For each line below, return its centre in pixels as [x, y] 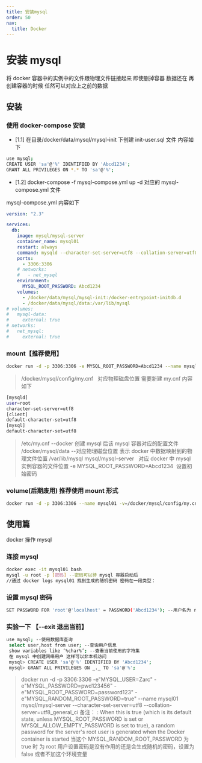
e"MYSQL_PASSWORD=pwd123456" [67, 686]
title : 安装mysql [27, 12]
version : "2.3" [25, 214]
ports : [25, 258]
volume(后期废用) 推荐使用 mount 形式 [62, 490]
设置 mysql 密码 [29, 597]
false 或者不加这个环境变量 [54, 754]
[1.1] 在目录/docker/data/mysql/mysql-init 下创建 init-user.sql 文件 [96, 139]
